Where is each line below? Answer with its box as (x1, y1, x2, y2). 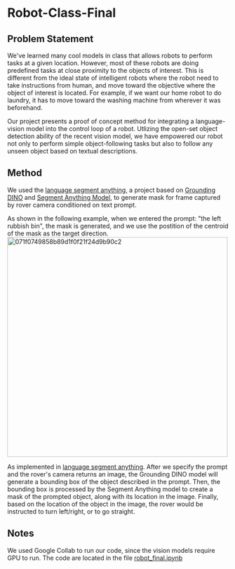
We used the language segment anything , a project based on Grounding (7, 186, 216, 194)
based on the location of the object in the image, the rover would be (7, 500, 203, 508)
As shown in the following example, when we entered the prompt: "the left (7, 214, 222, 222)
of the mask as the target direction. (7, 229, 109, 238)
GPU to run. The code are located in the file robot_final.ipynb (7, 554, 183, 562)
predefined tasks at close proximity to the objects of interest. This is (7, 67, 204, 74)
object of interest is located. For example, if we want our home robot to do (7, 89, 222, 97)
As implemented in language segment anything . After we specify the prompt (7, 462, 228, 471)
